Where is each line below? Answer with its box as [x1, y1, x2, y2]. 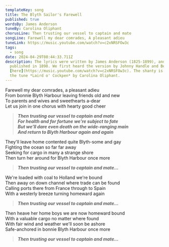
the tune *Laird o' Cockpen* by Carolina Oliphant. [10, 73, 121, 78]
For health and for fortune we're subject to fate [17, 118, 119, 124]
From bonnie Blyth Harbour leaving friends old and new [5, 92, 120, 98]
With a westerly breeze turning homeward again [5, 190, 105, 196]
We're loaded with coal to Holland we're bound [5, 174, 103, 180]
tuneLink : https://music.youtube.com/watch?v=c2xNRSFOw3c [5, 40, 129, 45]
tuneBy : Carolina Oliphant [5, 26, 62, 31]
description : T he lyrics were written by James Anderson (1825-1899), [5, 59, 156, 64]
